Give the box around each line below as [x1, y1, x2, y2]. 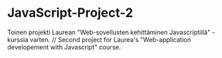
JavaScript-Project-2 [7, 5, 133, 21]
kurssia [7, 35, 29, 43]
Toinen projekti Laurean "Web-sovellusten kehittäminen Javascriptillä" [7, 28, 211, 36]
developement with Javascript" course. [7, 43, 122, 51]
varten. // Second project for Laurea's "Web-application [30, 35, 191, 43]
